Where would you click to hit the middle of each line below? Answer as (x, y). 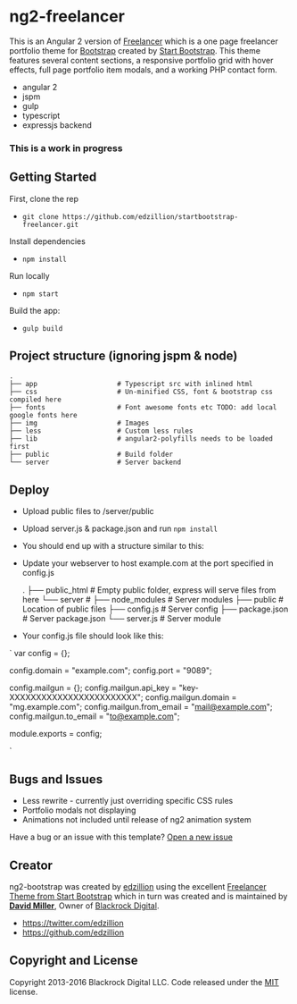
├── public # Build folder (91, 455)
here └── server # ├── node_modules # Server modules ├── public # (153, 600)
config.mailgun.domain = (191, 697)
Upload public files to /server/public (88, 511)
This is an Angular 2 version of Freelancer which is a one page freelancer (144, 41)
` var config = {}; (40, 654)
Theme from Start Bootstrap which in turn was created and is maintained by (148, 896)
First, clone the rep (44, 198)
